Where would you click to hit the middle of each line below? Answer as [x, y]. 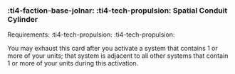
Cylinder [22, 19]
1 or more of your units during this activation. [73, 63]
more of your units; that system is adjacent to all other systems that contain [118, 56]
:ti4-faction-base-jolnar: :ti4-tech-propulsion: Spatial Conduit [117, 11]
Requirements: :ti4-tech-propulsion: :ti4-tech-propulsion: [91, 35]
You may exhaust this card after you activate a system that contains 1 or [113, 49]
